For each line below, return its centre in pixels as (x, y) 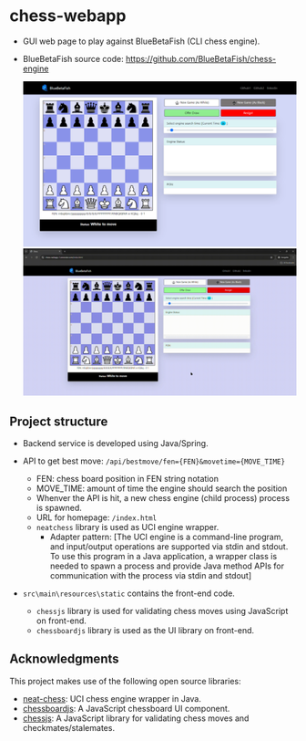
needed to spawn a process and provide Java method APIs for (167, 566)
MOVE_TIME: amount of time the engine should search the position (162, 488)
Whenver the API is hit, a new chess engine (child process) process (163, 497)
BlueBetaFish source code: (73, 58)
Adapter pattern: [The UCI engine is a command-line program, (167, 537)
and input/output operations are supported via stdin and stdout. (169, 546)
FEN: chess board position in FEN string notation (127, 478)
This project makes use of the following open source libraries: (125, 681)
